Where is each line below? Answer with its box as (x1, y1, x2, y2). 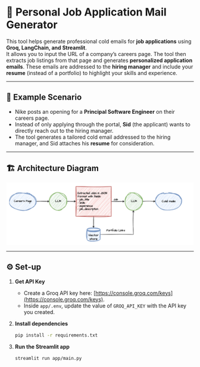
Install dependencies (14, 320, 68, 327)
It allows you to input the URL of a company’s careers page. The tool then (6, 50, 186, 57)
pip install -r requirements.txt (14, 332, 98, 338)
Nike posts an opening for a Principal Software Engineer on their (14, 108, 176, 115)
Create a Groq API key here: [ (23, 289, 96, 297)
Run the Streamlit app (14, 343, 70, 350)
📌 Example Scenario (6, 92, 82, 102)
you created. (23, 308, 55, 315)
